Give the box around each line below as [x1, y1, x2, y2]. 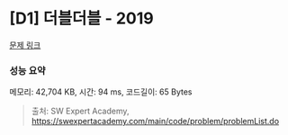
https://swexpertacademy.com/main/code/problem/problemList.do [31, 116, 280, 127]
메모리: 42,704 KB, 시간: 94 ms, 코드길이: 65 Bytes [9, 86, 193, 97]
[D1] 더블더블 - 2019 [9, 8, 155, 29]
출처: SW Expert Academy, [31, 105, 130, 117]
